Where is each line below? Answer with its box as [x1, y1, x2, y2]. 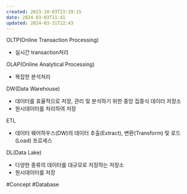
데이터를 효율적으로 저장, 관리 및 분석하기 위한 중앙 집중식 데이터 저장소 [14, 97, 182, 105]
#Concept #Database [6, 181, 59, 188]
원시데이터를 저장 [14, 169, 56, 176]
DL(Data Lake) [6, 149, 42, 156]
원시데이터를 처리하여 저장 [14, 105, 77, 112]
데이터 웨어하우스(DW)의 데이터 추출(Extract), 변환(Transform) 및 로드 [14, 130, 181, 137]
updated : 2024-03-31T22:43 [6, 20, 74, 26]
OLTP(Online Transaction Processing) [6, 37, 99, 44]
